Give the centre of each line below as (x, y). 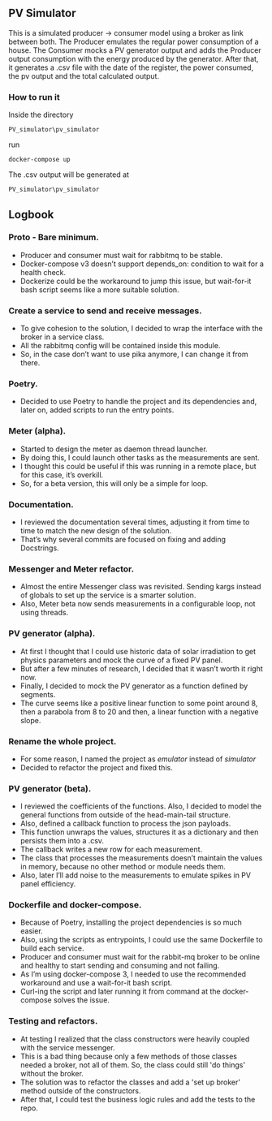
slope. (30, 720)
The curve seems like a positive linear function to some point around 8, (139, 703)
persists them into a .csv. (62, 841)
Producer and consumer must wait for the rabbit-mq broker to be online (140, 957)
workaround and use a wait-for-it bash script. (96, 983)
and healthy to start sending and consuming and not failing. (120, 966)
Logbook (31, 214)
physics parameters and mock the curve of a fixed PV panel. (121, 660)
